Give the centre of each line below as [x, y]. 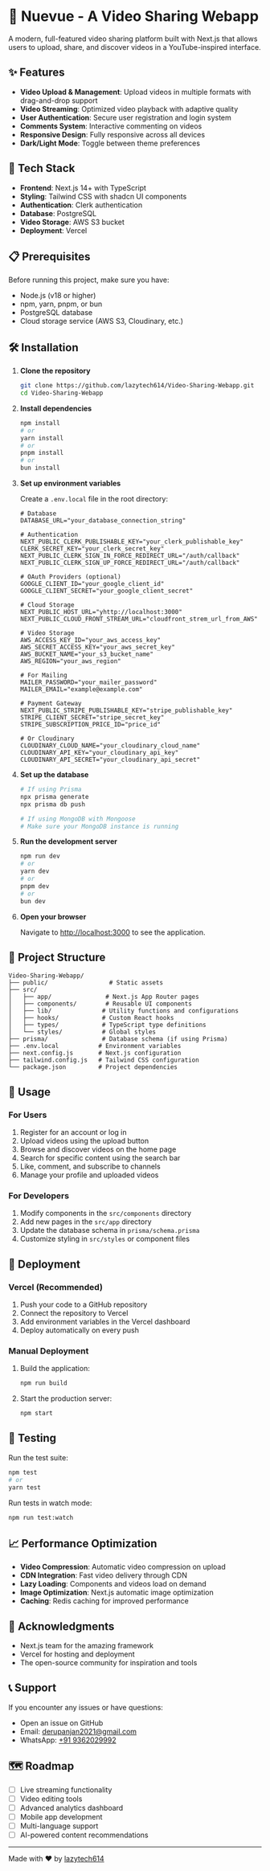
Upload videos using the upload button [84, 1141]
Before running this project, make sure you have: [89, 280]
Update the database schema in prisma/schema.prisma [110, 1230]
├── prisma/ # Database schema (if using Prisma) [118, 1039]
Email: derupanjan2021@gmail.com [78, 1731]
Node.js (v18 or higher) [58, 296]
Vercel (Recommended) [55, 1287]
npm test [23, 1472]
